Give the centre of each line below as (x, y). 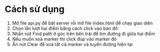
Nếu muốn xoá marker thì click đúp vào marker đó (64, 39)
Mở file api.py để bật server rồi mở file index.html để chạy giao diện (82, 23)
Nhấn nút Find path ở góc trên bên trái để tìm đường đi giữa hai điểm (84, 33)
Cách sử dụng (35, 9)
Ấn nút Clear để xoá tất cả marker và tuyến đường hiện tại (72, 44)
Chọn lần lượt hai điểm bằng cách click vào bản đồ (65, 28)
